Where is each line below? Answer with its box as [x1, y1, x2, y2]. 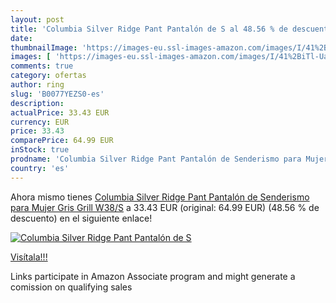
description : [10, 98, 65, 108]
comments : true [10, 61, 74, 71]
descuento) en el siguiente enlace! [10, 212, 153, 224]
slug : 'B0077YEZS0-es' [10, 89, 105, 99]
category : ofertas [10, 71, 87, 81]
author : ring [10, 80, 65, 90]
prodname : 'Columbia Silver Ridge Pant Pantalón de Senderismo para [10, 154, 302, 164]
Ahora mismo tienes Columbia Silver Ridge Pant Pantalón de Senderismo [10, 191, 310, 203]
